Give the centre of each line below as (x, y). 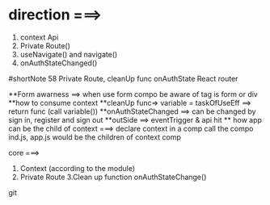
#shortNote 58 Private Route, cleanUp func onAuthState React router (123, 78)
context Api (39, 37)
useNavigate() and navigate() (69, 54)
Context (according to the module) (78, 168)
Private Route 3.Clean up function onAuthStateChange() (113, 177)
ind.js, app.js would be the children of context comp (95, 137)
